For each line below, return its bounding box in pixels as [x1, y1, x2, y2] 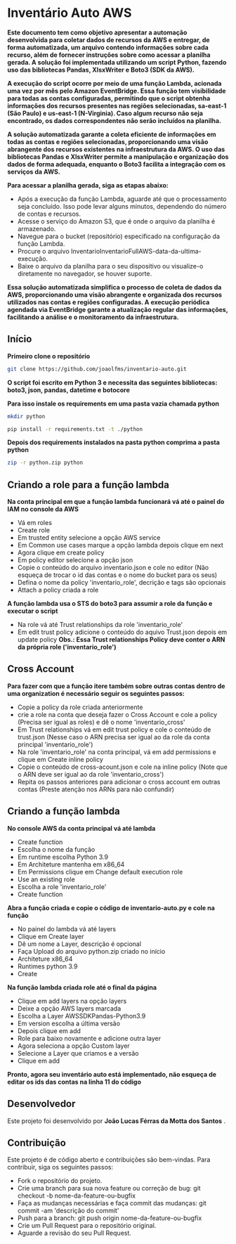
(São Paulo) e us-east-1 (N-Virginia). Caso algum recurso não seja [7, 109, 204, 117]
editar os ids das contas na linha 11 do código [7, 1077, 142, 1086]
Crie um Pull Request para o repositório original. [17, 1222, 157, 1230]
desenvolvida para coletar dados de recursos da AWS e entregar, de [7, 35, 210, 44]
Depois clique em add [17, 1026, 81, 1035]
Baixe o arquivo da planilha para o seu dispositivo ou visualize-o [17, 261, 204, 270]
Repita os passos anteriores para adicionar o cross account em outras [17, 777, 221, 786]
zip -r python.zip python [7, 459, 83, 467]
